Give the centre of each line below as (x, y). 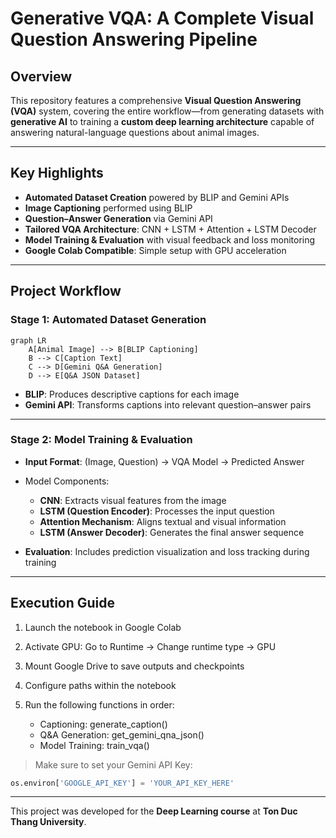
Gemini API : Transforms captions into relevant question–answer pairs (168, 404)
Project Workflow (66, 291)
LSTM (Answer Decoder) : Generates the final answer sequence (172, 532)
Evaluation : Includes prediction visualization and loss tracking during (167, 551)
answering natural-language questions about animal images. (135, 132)
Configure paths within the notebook (100, 685)
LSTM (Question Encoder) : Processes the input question (157, 511)
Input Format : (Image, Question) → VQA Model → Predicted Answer (164, 461)
